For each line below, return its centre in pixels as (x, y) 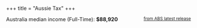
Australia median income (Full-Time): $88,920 (62, 19)
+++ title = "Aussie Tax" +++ (41, 8)
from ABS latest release (167, 19)
